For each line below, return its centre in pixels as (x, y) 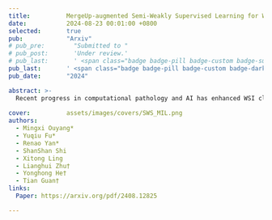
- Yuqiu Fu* (36, 136)
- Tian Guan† (38, 181)
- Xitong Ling (39, 159)
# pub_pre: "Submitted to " (68, 46)
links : (19, 188)
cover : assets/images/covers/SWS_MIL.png (96, 113)
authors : (23, 121)
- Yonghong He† (41, 173)
